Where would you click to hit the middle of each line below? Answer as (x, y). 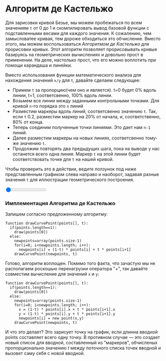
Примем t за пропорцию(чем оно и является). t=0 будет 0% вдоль (84, 90)
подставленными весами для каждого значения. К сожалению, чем (78, 33)
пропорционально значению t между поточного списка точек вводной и (83, 348)
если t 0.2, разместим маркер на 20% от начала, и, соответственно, (87, 116)
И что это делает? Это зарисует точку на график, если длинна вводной (81, 332)
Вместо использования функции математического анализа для (73, 75)
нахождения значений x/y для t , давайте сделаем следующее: (73, 80)
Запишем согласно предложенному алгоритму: (56, 214)
